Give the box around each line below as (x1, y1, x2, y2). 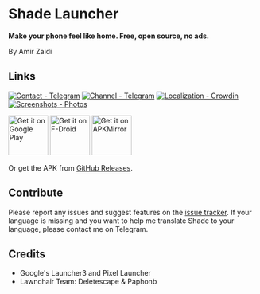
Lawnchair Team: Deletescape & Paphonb (19, 276, 157, 287)
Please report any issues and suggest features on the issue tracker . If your (8, 207, 252, 217)
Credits (8, 247, 46, 261)
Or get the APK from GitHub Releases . (8, 163, 134, 172)
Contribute (8, 186, 64, 200)
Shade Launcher (8, 5, 119, 23)
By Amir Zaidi (8, 46, 52, 56)
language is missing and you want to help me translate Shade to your (8, 216, 235, 225)
